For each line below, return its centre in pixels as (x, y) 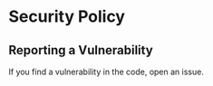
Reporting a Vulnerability (81, 50)
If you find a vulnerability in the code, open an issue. (106, 72)
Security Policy (67, 17)
